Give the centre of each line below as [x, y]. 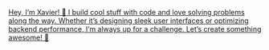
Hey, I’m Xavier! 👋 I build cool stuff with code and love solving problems [126, 12]
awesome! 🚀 [29, 37]
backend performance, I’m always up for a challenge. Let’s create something [135, 29]
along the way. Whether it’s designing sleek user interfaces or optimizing [128, 21]
